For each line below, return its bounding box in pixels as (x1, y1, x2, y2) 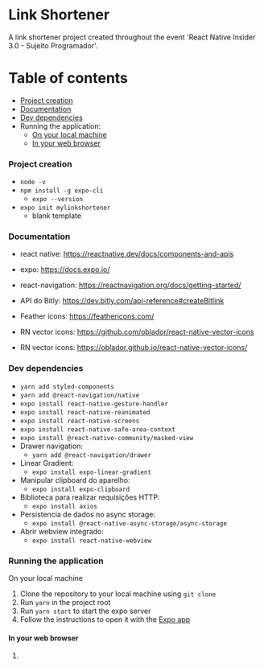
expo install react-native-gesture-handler (19, 400, 169, 408)
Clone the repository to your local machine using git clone (19, 589, 217, 599)
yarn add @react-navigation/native (19, 391, 140, 399)
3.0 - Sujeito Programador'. (8, 40, 98, 50)
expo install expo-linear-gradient (31, 468, 151, 476)
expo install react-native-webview (31, 537, 151, 545)
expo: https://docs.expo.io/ (19, 265, 110, 274)
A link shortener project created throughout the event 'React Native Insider (8, 32, 256, 42)
